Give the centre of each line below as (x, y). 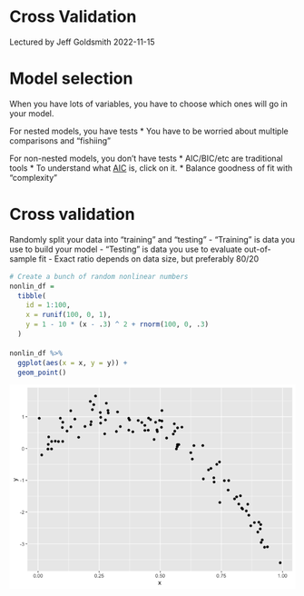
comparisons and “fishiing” (60, 140)
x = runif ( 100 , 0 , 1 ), (69, 315)
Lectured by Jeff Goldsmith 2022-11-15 (83, 42)
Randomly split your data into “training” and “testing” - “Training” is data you (152, 239)
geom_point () (42, 372)
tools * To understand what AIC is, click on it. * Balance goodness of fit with (151, 168)
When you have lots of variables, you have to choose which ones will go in (148, 104)
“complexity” (34, 177)
